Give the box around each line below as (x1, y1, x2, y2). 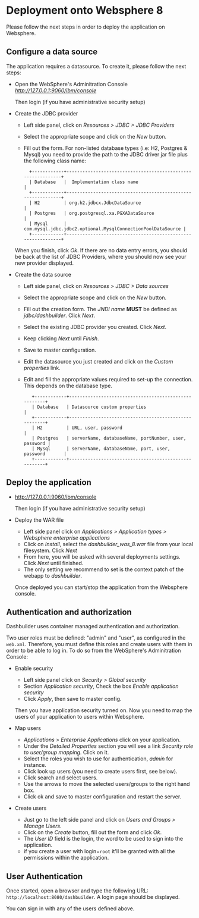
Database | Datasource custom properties (37, 404, 147, 410)
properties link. (23, 364, 61, 371)
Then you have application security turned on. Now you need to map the (14, 707, 192, 714)
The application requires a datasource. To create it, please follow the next (6, 62, 187, 70)
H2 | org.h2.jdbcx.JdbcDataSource (34, 200, 141, 206)
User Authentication (6, 871, 83, 881)
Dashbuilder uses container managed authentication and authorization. (6, 623, 180, 630)
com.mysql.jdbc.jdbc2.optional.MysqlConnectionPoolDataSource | (23, 225, 187, 232)
